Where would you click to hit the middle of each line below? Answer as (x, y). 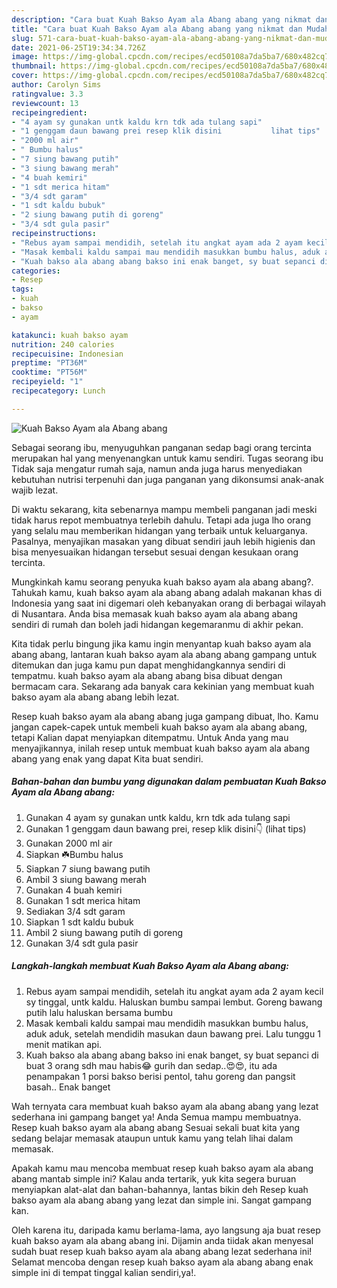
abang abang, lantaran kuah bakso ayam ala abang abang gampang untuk (164, 654)
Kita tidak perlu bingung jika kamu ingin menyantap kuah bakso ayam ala (161, 643)
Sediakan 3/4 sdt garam (75, 911)
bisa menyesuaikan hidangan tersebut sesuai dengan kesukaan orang (155, 552)
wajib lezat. (35, 490)
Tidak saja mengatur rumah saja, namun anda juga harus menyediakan (157, 468)
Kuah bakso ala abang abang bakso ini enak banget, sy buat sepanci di (172, 1055)
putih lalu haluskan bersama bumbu (99, 1012)
